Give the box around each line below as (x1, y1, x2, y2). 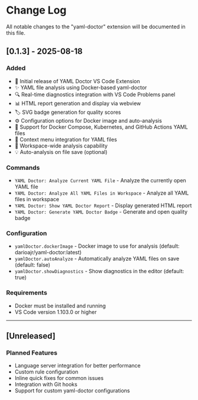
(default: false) (14, 261, 51, 268)
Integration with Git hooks (14, 381, 78, 388)
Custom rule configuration (14, 368, 78, 375)
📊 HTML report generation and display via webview (14, 100, 141, 107)
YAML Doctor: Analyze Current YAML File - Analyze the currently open (14, 176, 187, 183)
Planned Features (6, 349, 58, 357)
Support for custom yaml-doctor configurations (14, 387, 130, 394)
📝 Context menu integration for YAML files (14, 136, 117, 143)
